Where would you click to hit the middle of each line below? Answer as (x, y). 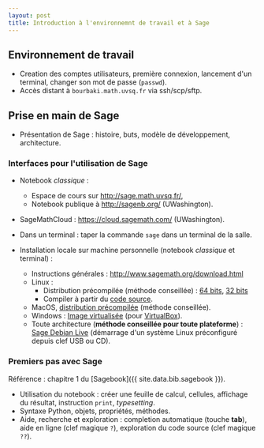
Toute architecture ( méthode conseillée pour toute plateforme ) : (137, 324)
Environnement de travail (71, 55)
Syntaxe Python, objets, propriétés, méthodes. (95, 411)
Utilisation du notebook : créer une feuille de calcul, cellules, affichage (134, 394)
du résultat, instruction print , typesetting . (87, 402)
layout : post (30, 15)
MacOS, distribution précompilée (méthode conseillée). (121, 307)
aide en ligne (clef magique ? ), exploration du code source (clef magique (138, 427)
